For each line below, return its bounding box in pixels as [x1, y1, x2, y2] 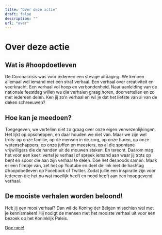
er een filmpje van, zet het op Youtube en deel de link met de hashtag [5, 163, 144, 168]
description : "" [5, 16, 38, 21]
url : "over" [5, 20, 29, 26]
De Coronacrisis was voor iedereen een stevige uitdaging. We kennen [5, 74, 145, 80]
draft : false [5, 12, 32, 17]
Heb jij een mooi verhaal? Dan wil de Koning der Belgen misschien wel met [5, 205, 154, 211]
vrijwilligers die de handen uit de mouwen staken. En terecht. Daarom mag [5, 147, 154, 153]
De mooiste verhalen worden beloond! [5, 192, 123, 201]
